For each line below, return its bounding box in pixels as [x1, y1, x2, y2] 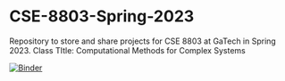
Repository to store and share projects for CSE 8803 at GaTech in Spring [9, 36, 277, 46]
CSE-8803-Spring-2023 [9, 6, 195, 27]
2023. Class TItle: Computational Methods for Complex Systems [9, 45, 246, 55]
